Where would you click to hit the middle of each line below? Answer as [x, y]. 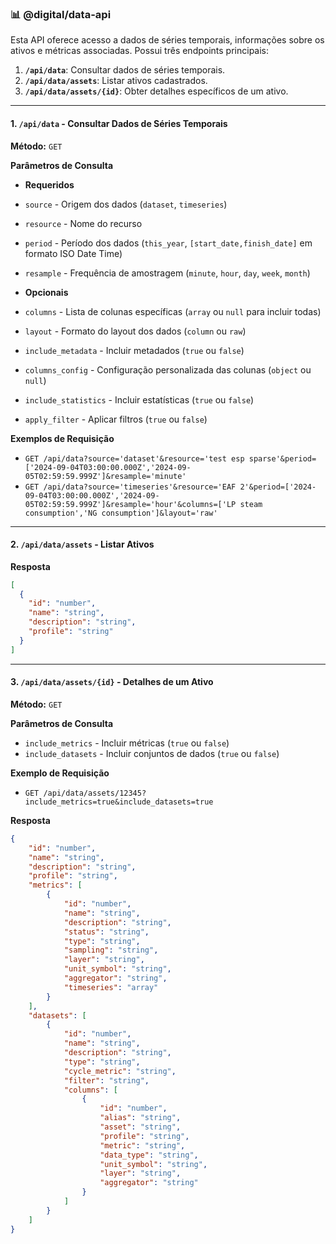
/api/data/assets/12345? [95, 793]
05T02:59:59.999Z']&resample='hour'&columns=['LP [130, 504]
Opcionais [46, 292]
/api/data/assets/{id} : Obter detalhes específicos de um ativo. [156, 91]
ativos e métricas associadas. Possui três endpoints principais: [140, 51]
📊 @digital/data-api [61, 14]
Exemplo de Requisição [60, 773]
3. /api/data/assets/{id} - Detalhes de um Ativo [112, 682]
